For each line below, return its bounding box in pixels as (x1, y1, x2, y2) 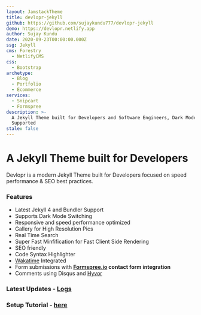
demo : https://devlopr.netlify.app (6, 25, 95, 32)
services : (6, 92, 31, 98)
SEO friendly (14, 244, 47, 252)
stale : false (6, 126, 39, 132)
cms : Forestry (6, 48, 42, 54)
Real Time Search (14, 232, 59, 239)
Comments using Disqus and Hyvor (14, 270, 103, 277)
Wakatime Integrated (14, 257, 67, 264)
